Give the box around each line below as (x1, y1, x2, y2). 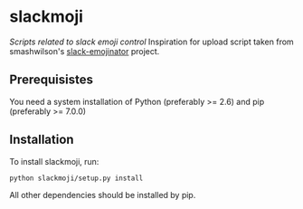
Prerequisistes (9, 72, 93, 88)
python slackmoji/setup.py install (9, 174, 144, 183)
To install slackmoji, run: (9, 156, 99, 166)
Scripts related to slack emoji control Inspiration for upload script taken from (9, 36, 294, 47)
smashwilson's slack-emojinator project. (9, 45, 160, 56)
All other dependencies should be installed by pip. (9, 190, 196, 201)
